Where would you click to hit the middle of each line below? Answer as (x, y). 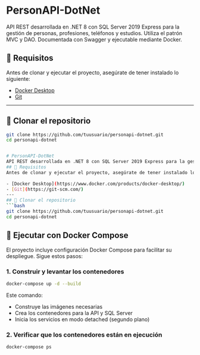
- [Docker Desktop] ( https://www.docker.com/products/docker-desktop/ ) (96, 184)
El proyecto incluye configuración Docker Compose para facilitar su (89, 250)
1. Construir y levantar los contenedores (65, 271)
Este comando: (25, 295)
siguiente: (18, 78)
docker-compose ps (29, 347)
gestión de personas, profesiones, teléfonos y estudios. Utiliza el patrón (94, 33)
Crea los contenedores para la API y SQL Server (74, 313)
